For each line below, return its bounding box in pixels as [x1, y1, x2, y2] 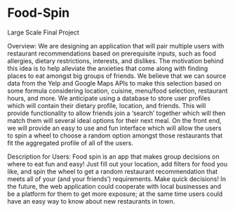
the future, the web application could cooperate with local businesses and [7, 182, 222, 190]
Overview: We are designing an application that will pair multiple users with [7, 41, 224, 50]
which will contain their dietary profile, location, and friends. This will [7, 101, 206, 110]
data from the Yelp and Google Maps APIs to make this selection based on [7, 79, 222, 87]
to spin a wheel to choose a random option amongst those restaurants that [7, 131, 223, 140]
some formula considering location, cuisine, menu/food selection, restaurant [7, 86, 228, 95]
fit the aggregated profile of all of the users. [7, 138, 133, 147]
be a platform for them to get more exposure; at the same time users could [7, 190, 223, 198]
